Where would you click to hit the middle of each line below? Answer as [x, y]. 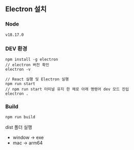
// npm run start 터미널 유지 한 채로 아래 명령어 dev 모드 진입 [67, 89]
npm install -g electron [32, 59]
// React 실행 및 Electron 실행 [37, 79]
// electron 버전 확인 [27, 65]
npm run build [20, 117]
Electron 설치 [26, 9]
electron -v [18, 69]
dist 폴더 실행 [19, 127]
